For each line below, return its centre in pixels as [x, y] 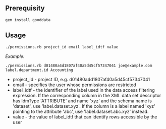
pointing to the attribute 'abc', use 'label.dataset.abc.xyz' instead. [80, 111]
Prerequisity [25, 8]
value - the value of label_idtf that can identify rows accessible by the [85, 117]
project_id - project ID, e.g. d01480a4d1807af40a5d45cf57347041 [81, 79]
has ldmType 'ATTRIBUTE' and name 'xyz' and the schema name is [82, 101]
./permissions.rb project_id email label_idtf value [62, 47]
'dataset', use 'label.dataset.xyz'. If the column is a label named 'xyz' [84, 106]
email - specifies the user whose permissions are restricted [74, 85]
